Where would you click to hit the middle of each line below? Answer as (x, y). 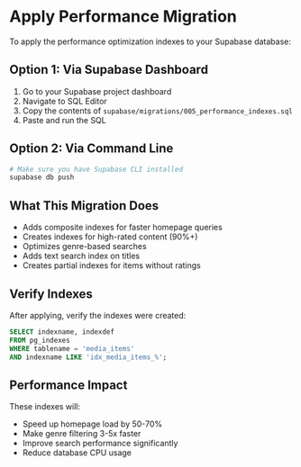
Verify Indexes (51, 294)
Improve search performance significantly (100, 444)
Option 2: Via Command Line (91, 149)
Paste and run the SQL (64, 120)
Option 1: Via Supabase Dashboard (109, 70)
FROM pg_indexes (40, 340)
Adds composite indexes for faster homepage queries (122, 228)
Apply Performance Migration (123, 17)
